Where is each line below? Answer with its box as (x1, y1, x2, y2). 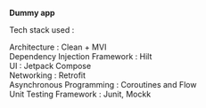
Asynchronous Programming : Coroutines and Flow (9, 80, 197, 89)
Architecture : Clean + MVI (9, 42, 107, 52)
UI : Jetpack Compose (9, 61, 92, 71)
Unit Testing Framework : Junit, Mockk (9, 89, 152, 99)
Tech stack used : (9, 25, 75, 35)
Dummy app (9, 8, 55, 18)
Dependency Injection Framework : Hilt (9, 51, 152, 61)
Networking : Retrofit (9, 70, 87, 81)
